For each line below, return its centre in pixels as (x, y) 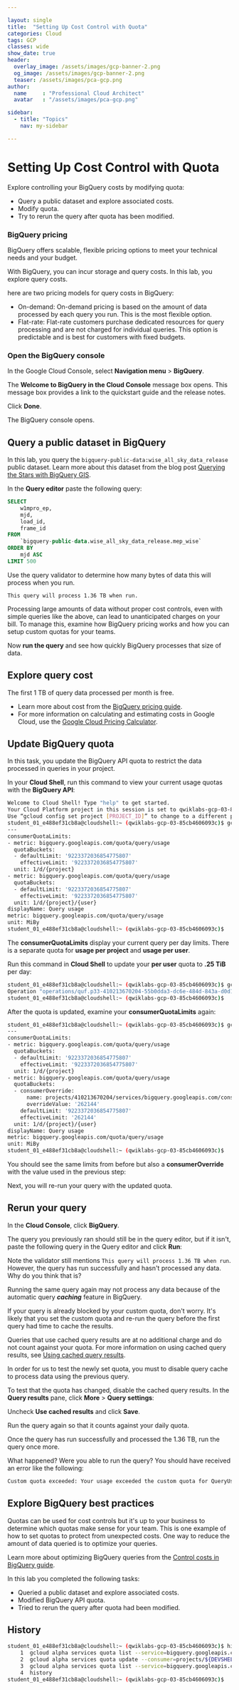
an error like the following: (46, 1468)
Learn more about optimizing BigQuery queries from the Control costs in (113, 1557)
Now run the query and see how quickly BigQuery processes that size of (115, 645)
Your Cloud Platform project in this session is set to (92, 810)
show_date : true (31, 53)
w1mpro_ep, (36, 508)
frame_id (33, 528)
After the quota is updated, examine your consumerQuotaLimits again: (112, 1012)
